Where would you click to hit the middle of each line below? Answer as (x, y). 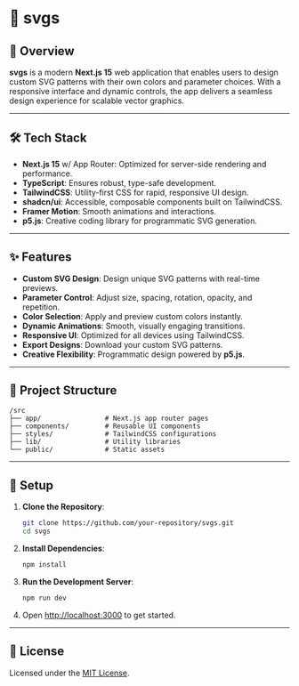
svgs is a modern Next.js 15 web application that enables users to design (144, 72)
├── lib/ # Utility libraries (95, 442)
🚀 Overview (42, 51)
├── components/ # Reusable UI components (105, 426)
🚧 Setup (32, 485)
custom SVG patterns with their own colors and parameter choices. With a (145, 82)
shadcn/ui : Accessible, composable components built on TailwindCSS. (152, 202)
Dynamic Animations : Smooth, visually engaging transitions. (133, 326)
